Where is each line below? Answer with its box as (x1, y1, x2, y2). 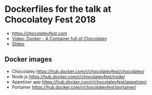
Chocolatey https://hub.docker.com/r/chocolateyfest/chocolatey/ (11, 68, 145, 74)
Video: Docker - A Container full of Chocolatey (11, 36, 107, 42)
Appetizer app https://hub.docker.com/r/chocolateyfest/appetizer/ (11, 79, 147, 85)
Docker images (4, 55, 52, 64)
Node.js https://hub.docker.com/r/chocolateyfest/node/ (11, 73, 125, 80)
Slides (11, 41, 25, 47)
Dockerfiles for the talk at (4, 3, 112, 15)
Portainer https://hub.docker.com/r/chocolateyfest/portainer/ (11, 84, 137, 90)
